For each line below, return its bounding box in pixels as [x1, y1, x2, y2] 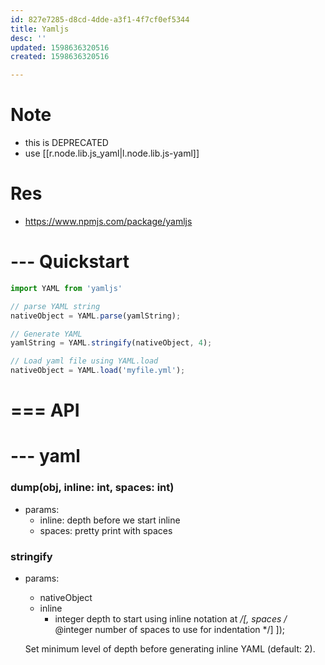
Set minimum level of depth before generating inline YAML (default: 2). [24, 643, 316, 655]
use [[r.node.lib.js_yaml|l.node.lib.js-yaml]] [24, 147, 200, 160]
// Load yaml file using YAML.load [10, 356, 159, 366]
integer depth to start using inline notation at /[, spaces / [54, 613, 288, 625]
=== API [10, 399, 80, 422]
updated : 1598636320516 [10, 42, 110, 53]
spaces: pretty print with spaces [39, 524, 173, 536]
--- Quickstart [10, 251, 130, 273]
